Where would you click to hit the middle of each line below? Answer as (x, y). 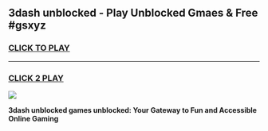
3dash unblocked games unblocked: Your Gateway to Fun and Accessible (133, 110)
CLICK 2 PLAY (36, 78)
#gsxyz (27, 26)
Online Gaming (33, 118)
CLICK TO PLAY (39, 48)
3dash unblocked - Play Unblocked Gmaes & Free (133, 13)
